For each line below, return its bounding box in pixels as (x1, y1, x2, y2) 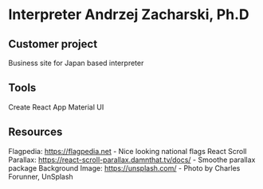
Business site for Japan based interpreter (8, 58, 144, 67)
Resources (8, 125, 63, 139)
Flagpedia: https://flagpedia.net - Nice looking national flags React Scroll (8, 146, 247, 156)
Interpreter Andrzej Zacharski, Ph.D (8, 6, 249, 24)
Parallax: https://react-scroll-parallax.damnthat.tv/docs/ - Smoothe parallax (8, 155, 256, 164)
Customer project (8, 37, 98, 51)
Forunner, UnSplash (8, 172, 73, 181)
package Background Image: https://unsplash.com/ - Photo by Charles (8, 163, 241, 172)
